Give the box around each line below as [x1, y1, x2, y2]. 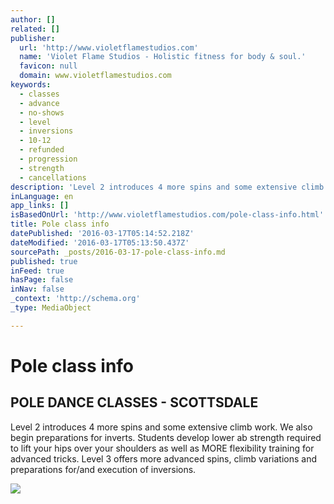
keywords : [10, 80, 52, 90]
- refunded [19, 145, 65, 155]
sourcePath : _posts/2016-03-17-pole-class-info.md [10, 247, 226, 257]
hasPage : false [10, 275, 74, 285]
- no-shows [19, 107, 65, 118]
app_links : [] [10, 201, 70, 211]
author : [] [10, 14, 56, 25]
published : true [10, 256, 78, 266]
